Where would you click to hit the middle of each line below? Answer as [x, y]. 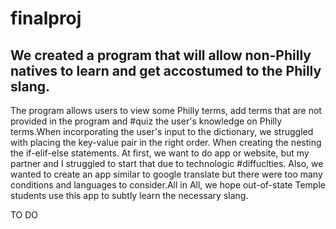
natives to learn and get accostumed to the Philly [166, 70]
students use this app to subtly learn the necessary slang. [129, 195]
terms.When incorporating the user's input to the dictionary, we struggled [162, 131]
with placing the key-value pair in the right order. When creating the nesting [166, 142]
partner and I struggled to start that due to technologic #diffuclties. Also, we [167, 163]
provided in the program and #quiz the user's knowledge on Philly [146, 121]
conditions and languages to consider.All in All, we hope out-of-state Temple [168, 185]
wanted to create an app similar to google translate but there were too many [166, 174]
